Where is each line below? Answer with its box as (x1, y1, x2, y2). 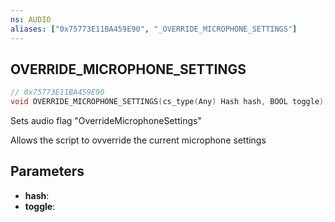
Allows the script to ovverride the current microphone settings (10, 134, 267, 146)
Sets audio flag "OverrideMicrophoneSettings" (10, 115, 202, 127)
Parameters (10, 163, 85, 180)
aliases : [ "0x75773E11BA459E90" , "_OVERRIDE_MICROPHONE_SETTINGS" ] (10, 24, 298, 34)
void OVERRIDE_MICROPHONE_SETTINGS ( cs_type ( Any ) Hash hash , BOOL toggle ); (10, 97, 329, 107)
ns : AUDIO (10, 14, 52, 25)
